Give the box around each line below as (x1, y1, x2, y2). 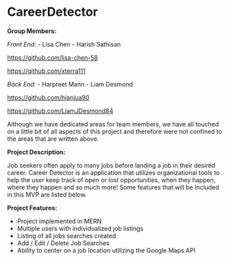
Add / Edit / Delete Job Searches (16, 238, 110, 247)
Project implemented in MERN (16, 217, 102, 225)
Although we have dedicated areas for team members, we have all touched (7, 120, 219, 128)
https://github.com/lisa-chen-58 (7, 53, 98, 62)
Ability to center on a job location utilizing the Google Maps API (16, 246, 195, 254)
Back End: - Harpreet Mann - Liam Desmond (7, 80, 134, 88)
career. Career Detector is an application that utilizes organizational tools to (7, 168, 220, 177)
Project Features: (7, 203, 58, 212)
